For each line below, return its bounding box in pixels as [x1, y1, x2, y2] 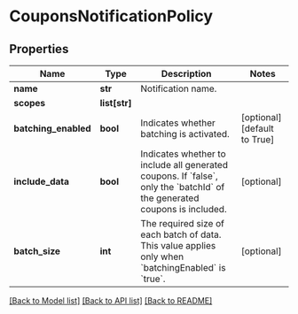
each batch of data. [140, 228, 222, 241]
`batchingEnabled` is [140, 262, 226, 273]
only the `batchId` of [140, 181, 225, 193]
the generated [140, 192, 200, 204]
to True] [240, 134, 275, 145]
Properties [9, 42, 69, 57]
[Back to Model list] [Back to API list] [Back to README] [9, 295, 213, 306]
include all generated [140, 159, 229, 171]
